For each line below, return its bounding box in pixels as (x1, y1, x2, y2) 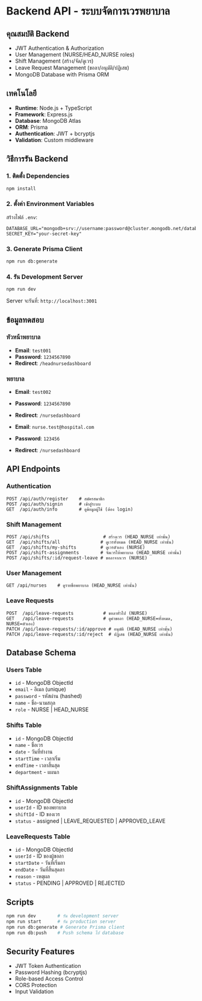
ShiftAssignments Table (6, 784, 78, 792)
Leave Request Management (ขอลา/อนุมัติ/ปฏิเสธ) (14, 64, 129, 71)
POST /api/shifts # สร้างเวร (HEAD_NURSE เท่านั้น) (6, 534, 171, 540)
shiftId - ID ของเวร (14, 810, 60, 817)
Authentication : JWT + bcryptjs (14, 129, 95, 137)
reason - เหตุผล (14, 873, 50, 880)
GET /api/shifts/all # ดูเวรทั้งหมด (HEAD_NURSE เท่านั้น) (6, 539, 174, 545)
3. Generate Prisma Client (6, 245, 83, 253)
